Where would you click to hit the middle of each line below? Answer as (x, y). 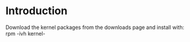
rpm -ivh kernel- (25, 33)
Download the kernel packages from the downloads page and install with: (95, 27)
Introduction (37, 11)
